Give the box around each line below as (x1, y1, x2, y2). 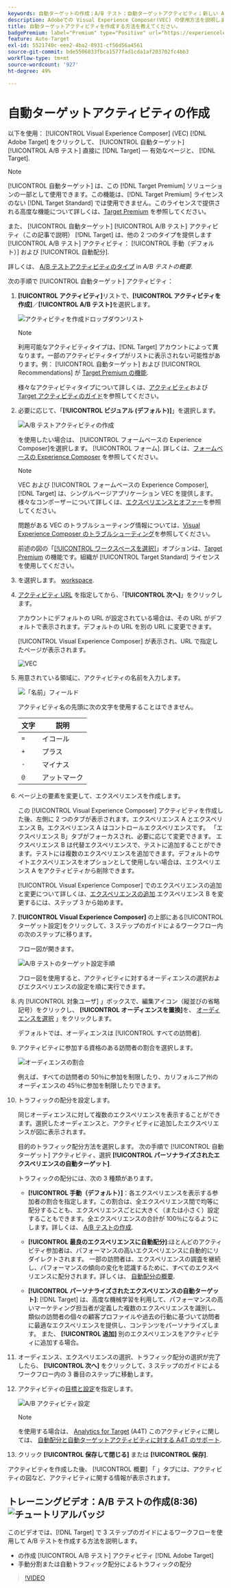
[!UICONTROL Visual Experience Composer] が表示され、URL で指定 (17, 637, 212, 646)
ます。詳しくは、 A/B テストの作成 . (34, 1223, 134, 1231)
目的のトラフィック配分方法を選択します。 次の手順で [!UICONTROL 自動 (17, 1143, 224, 1151)
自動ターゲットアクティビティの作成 (8, 105, 210, 121)
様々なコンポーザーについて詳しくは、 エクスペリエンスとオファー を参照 (17, 498, 221, 506)
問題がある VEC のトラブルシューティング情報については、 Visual (17, 521, 201, 529)
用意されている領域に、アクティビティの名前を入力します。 (17, 674, 184, 682)
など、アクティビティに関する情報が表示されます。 (31, 1474, 174, 1482)
